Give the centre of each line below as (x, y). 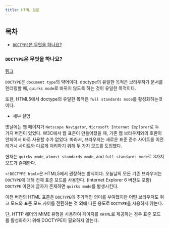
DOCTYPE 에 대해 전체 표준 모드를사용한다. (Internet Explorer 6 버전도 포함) (78, 179)
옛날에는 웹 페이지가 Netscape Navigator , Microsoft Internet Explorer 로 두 (82, 126)
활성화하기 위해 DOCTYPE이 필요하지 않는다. (55, 220)
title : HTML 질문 (22, 10)
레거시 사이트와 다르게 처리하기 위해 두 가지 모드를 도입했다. (64, 146)
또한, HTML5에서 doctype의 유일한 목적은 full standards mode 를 (71, 99)
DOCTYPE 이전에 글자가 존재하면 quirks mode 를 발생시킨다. (62, 186)
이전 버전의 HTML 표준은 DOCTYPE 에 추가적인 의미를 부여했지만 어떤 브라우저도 (82, 197)
